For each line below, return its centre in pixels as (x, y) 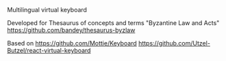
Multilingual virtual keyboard (47, 10)
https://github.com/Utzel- (174, 43)
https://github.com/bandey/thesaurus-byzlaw (71, 30)
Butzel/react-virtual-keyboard (49, 50)
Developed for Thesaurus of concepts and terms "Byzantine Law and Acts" (113, 23)
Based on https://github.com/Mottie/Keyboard (72, 43)
